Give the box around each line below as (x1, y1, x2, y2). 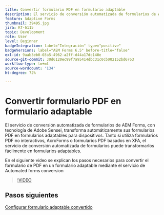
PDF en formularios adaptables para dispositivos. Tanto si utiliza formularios (5, 132, 158, 138)
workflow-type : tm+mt (5, 61, 49, 66)
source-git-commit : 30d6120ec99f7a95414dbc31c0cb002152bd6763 (5, 57, 134, 62)
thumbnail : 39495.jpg (5, 20, 49, 26)
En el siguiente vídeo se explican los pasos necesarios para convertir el (5, 157, 149, 163)
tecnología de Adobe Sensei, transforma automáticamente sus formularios (5, 127, 155, 133)
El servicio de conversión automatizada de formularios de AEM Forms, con (5, 122, 155, 128)
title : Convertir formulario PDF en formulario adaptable (5, 7, 125, 12)
